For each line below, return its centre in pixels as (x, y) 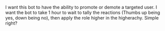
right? (11, 23)
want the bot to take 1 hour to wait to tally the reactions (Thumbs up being (83, 12)
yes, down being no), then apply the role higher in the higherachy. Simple (82, 18)
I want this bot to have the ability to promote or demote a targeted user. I (81, 7)
